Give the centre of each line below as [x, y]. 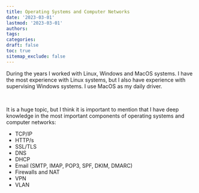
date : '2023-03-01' [31, 17]
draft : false [22, 46]
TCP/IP [24, 134]
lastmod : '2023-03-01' [34, 23]
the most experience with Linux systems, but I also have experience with [96, 80]
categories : [21, 40]
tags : [13, 34]
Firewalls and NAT [37, 172]
